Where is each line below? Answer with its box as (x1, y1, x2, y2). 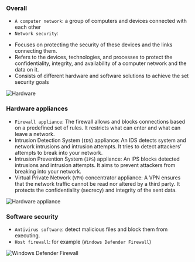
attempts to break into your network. (14, 149, 103, 156)
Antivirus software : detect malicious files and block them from (14, 226, 168, 233)
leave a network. (14, 130, 55, 137)
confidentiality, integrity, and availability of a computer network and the (14, 60, 187, 67)
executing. (14, 232, 40, 239)
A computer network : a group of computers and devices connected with (14, 18, 187, 25)
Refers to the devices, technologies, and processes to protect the (14, 54, 173, 61)
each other (14, 23, 41, 30)
